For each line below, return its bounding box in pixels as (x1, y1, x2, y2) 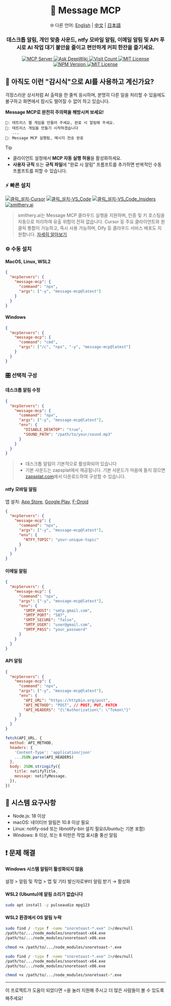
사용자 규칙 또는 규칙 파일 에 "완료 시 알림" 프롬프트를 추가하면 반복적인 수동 (12, 161, 162, 168)
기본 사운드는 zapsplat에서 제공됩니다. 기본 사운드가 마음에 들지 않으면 (25, 467, 165, 473)
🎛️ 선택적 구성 (5, 371, 37, 379)
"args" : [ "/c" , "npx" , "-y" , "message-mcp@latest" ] (18, 344, 131, 349)
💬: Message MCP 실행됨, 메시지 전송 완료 (5, 135, 84, 141)
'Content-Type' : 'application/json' (14, 750, 93, 755)
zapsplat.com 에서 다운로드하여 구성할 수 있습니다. (25, 474, 126, 480)
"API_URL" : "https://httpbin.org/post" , (23, 697, 110, 703)
